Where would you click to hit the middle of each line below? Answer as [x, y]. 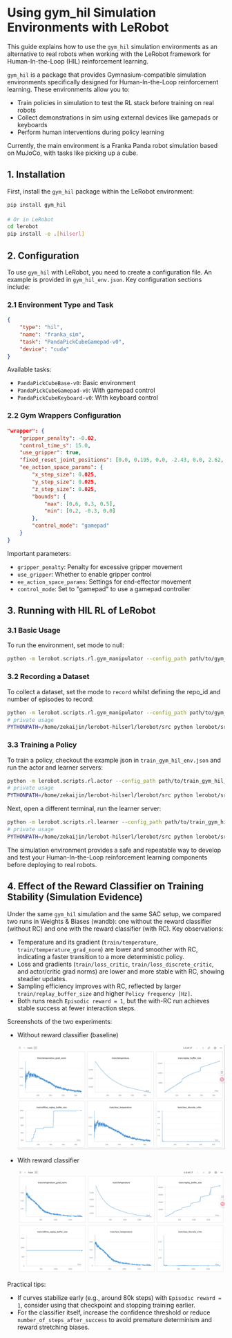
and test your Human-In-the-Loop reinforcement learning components [107, 857]
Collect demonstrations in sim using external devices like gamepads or [118, 117]
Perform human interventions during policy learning [90, 132]
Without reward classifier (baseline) [68, 1034]
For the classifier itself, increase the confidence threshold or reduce [114, 1312]
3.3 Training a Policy [42, 745]
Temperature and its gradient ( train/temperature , [88, 942]
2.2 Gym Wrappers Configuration [64, 416]
